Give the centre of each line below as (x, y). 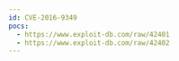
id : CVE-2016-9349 (43, 17)
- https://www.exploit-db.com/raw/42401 (93, 34)
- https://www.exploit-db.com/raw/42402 (93, 43)
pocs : (18, 26)
